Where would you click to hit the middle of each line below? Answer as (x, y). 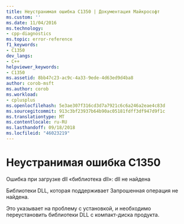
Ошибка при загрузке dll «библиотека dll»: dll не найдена (78, 179)
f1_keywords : (22, 45)
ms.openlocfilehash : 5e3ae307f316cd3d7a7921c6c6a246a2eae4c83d (86, 105)
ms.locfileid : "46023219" (38, 133)
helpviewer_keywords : (33, 67)
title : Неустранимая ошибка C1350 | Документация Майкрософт (83, 12)
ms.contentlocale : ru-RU (37, 122)
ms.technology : (25, 28)
